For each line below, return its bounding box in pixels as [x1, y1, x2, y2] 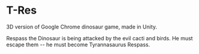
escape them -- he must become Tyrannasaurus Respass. [6, 41, 150, 48]
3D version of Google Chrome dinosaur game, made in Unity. [6, 23, 158, 30]
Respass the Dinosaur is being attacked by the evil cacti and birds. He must [6, 34, 194, 42]
